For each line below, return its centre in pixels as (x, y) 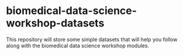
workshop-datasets (55, 23)
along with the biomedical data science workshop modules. (78, 46)
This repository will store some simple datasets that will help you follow (92, 39)
